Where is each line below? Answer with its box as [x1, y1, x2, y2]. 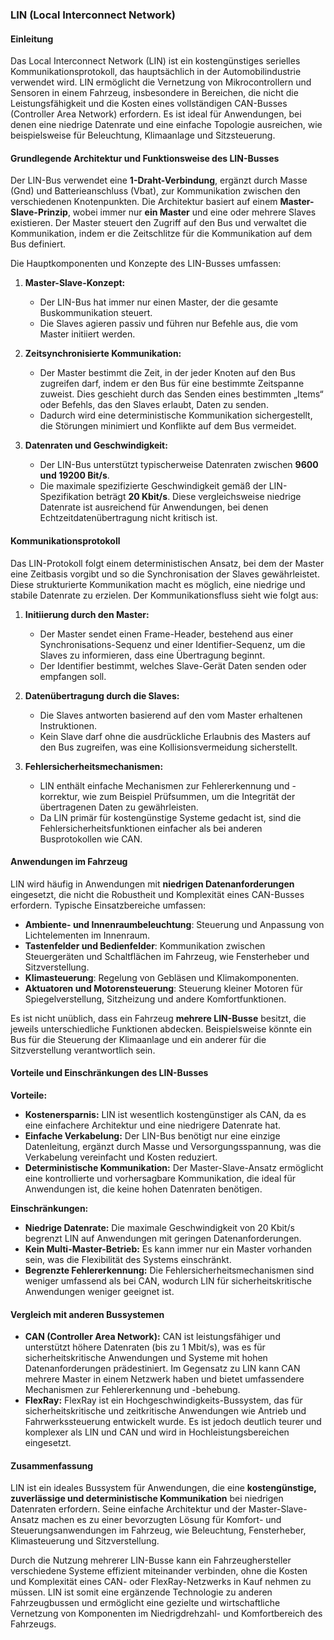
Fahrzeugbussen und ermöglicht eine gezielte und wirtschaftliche [10, 1597, 281, 1609]
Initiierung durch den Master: [24, 608, 150, 620]
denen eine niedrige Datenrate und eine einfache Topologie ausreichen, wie [10, 119, 323, 131]
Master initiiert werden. [39, 328, 136, 340]
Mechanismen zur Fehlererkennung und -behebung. [24, 1384, 241, 1396]
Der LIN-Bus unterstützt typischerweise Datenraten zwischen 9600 [39, 459, 319, 471]
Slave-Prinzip [10, 206, 68, 218]
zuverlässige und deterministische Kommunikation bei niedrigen [10, 1493, 284, 1505]
